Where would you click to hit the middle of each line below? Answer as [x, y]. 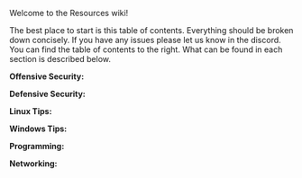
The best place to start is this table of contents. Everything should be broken [151, 30]
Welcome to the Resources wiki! [69, 13]
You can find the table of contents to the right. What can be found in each [146, 49]
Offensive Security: [47, 76]
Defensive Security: [47, 94]
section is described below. [60, 59]
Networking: [33, 164]
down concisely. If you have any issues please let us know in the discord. [145, 40]
